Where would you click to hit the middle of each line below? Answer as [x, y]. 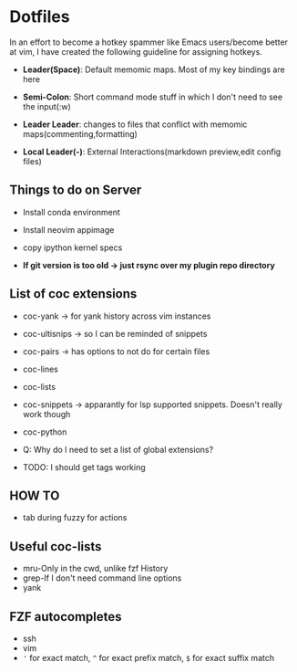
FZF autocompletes [66, 617]
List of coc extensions [73, 294]
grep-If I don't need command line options [102, 578]
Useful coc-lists [56, 546]
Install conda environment [71, 212]
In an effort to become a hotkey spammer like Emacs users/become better [149, 42]
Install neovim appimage [68, 229]
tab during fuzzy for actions [75, 518]
